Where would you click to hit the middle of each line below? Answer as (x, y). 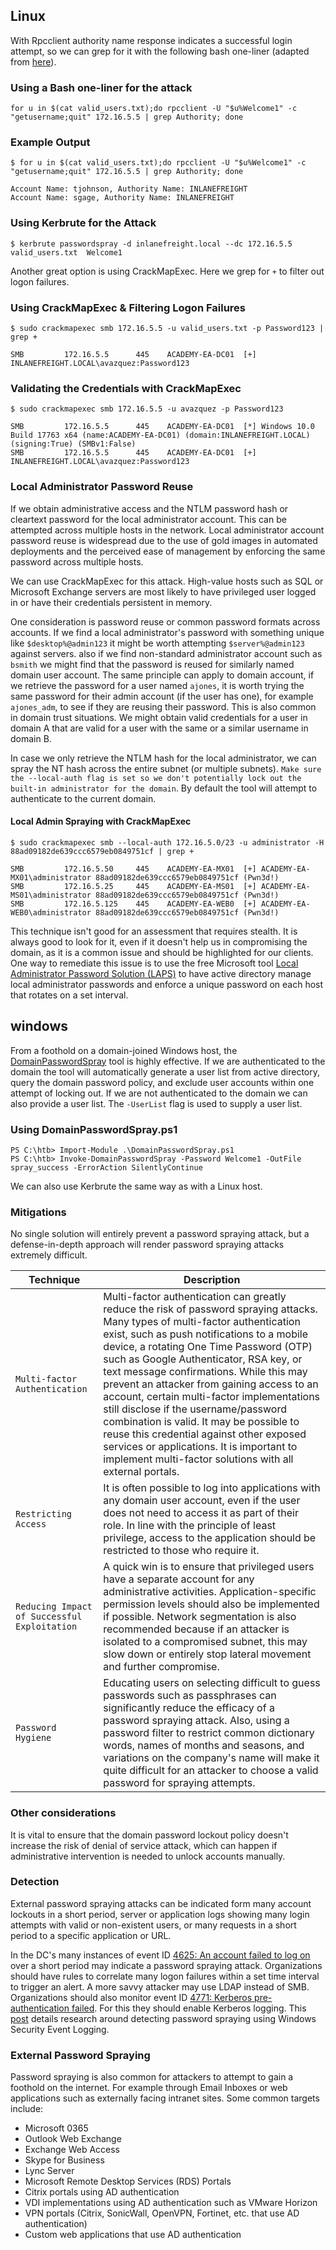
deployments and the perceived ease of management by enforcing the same (168, 551)
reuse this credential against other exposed (205, 1434)
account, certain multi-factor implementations (212, 1397)
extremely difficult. (49, 1255)
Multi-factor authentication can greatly (195, 1297)
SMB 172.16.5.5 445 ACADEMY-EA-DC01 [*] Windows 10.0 (162, 427)
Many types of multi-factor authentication (202, 1322)
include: (27, 2109)
